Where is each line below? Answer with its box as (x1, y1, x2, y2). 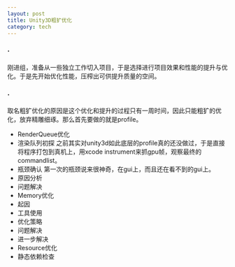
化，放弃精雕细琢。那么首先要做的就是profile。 (7, 115, 143, 123)
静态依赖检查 (17, 252, 55, 261)
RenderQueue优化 (17, 130, 70, 138)
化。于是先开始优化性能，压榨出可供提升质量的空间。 (7, 71, 161, 80)
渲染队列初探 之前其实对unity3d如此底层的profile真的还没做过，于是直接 (17, 138, 225, 147)
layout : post (7, 10, 45, 17)
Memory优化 (17, 191, 55, 199)
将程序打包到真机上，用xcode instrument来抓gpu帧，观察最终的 (17, 147, 202, 156)
